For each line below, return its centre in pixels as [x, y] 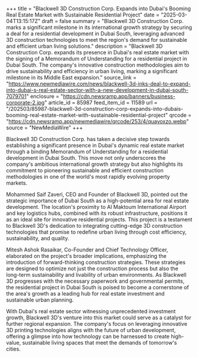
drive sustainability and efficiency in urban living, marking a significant [92, 71]
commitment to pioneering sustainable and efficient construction [85, 170]
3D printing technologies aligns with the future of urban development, [91, 330]
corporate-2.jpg [25, 102]
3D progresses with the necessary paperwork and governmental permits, [95, 281]
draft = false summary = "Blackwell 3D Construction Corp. [113, 21]
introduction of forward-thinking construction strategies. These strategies [96, 262]
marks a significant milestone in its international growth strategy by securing [99, 27]
